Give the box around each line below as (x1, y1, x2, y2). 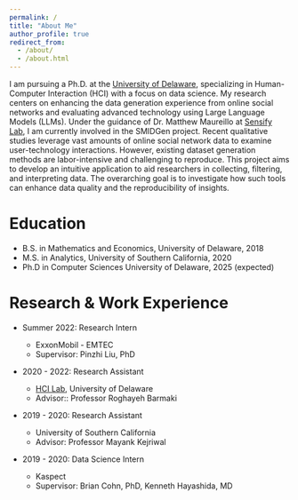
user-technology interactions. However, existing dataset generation (9, 145, 256, 155)
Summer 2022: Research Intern (21, 321, 138, 333)
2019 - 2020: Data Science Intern (21, 454, 145, 464)
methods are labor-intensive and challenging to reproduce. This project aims (9, 155, 290, 164)
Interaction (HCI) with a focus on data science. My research (47, 88, 267, 99)
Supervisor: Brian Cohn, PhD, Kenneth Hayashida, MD (35, 480, 233, 491)
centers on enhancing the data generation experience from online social (9, 98, 274, 107)
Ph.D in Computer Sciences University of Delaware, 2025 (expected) (21, 261, 275, 272)
